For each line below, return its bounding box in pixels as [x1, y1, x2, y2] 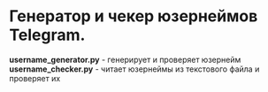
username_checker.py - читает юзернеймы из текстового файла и [9, 64, 260, 74]
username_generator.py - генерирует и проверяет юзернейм [9, 54, 241, 65]
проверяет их [9, 73, 61, 83]
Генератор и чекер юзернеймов [9, 6, 258, 27]
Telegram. [9, 25, 86, 45]
